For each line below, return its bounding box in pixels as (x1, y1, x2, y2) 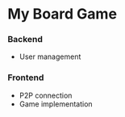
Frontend (7, 72, 44, 83)
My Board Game (7, 5, 118, 23)
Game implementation (19, 98, 94, 109)
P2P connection (19, 90, 73, 100)
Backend (7, 34, 44, 45)
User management (19, 52, 81, 61)
